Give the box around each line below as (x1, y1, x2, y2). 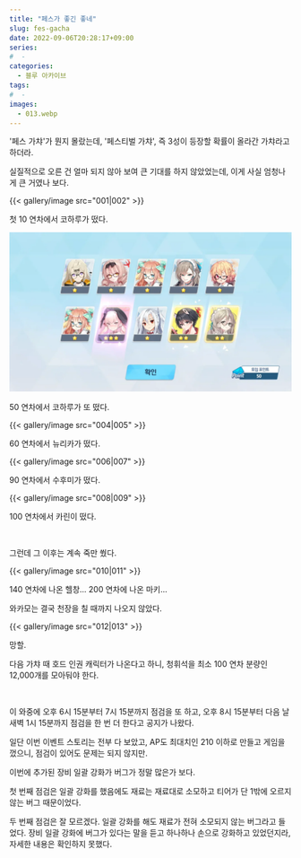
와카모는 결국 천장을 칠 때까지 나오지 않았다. (9, 602, 163, 614)
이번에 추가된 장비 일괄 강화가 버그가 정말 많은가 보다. (9, 766, 195, 777)
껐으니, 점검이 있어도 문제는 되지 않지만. (9, 748, 148, 758)
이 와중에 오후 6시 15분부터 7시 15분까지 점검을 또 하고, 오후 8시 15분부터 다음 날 (9, 705, 289, 717)
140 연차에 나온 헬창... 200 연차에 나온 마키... (9, 583, 168, 594)
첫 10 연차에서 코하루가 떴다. (9, 214, 108, 224)
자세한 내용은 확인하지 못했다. (9, 838, 113, 849)
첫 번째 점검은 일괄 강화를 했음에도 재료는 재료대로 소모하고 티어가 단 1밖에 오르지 (9, 785, 292, 796)
